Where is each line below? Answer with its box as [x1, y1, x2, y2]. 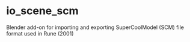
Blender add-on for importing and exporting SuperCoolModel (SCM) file [6, 24, 185, 31]
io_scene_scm [6, 4, 79, 18]
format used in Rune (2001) [6, 30, 74, 37]
